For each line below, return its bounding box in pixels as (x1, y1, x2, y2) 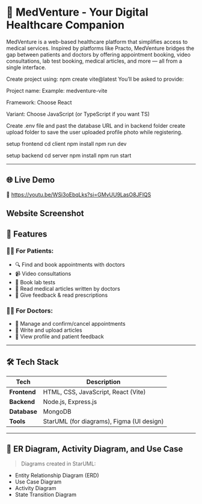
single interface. (6, 63, 46, 71)
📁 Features (6, 229, 47, 239)
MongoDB (43, 407, 72, 415)
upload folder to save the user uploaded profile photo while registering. (6, 128, 183, 135)
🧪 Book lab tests (14, 278, 56, 285)
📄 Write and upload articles (14, 326, 82, 334)
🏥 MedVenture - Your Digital (6, 5, 148, 19)
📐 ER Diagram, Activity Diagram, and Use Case (6, 444, 183, 454)
